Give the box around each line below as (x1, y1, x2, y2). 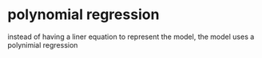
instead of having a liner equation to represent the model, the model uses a (7, 32, 255, 41)
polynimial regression (7, 40, 78, 49)
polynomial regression (7, 6, 160, 24)
